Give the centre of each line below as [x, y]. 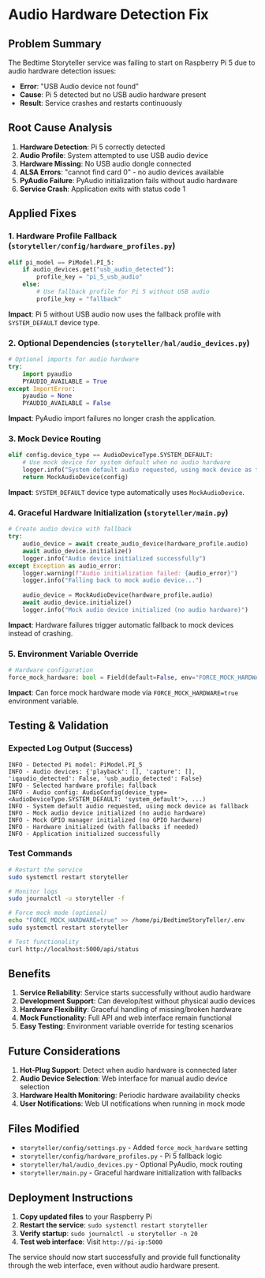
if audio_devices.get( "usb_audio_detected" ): [99, 270]
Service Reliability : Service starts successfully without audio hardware [135, 993]
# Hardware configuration [50, 670]
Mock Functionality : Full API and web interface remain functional [126, 1018]
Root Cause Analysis [60, 128]
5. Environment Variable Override [73, 654]
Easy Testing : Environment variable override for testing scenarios [127, 1026]
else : [32, 285]
